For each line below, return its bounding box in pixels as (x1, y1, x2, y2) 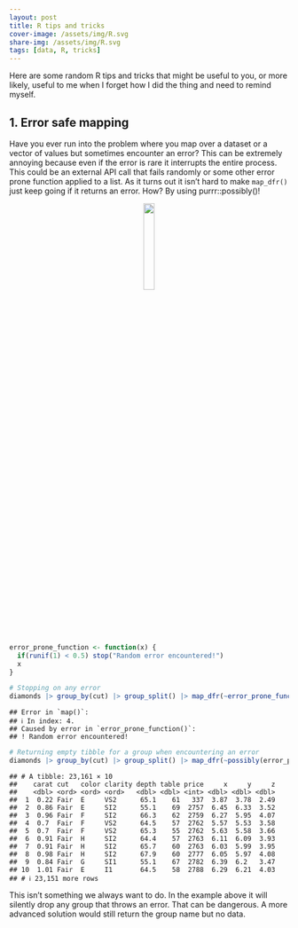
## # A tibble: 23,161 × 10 (9, 772, 114, 781)
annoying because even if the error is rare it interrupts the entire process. (9, 157, 278, 168)
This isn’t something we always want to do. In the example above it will (9, 889, 268, 900)
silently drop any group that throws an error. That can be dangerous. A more (9, 899, 288, 909)
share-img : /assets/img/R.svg (9, 37, 122, 47)
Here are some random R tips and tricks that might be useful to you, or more (9, 70, 288, 81)
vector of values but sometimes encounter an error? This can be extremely (9, 147, 283, 158)
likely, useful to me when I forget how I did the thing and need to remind (9, 80, 272, 90)
